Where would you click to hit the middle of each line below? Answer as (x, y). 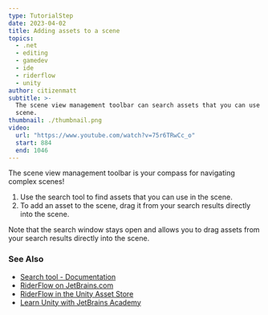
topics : (21, 38)
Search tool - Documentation (68, 276)
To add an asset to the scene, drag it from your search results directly (135, 206)
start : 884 (34, 143)
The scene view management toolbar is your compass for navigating (122, 173)
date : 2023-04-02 (37, 23)
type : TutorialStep (41, 16)
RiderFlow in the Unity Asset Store (77, 293)
